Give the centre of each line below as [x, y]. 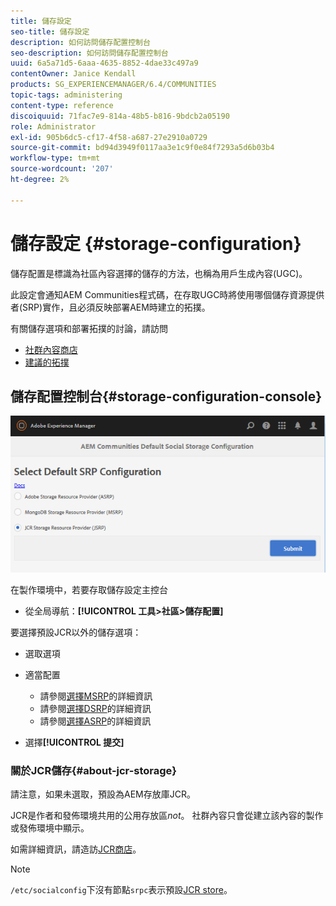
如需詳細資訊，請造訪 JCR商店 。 [76, 849]
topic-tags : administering [66, 95]
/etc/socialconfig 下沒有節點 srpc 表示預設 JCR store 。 [121, 890]
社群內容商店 [51, 349]
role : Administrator [53, 126]
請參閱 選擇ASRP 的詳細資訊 [95, 721]
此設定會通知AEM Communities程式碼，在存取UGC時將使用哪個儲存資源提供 [167, 294]
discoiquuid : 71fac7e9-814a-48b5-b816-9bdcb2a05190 [120, 116]
